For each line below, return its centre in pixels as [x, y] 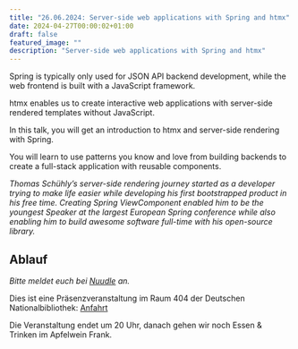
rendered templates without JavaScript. [82, 113]
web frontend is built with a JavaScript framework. [102, 86]
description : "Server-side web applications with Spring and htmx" [138, 51]
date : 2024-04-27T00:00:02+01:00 [72, 26]
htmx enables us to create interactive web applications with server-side [141, 103]
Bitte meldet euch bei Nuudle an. [70, 281]
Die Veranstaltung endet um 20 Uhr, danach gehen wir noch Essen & [136, 325]
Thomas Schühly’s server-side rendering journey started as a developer [142, 183]
